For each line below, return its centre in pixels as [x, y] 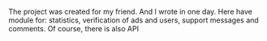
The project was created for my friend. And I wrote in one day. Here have [131, 12]
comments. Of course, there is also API [74, 29]
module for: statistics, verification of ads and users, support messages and [134, 20]
